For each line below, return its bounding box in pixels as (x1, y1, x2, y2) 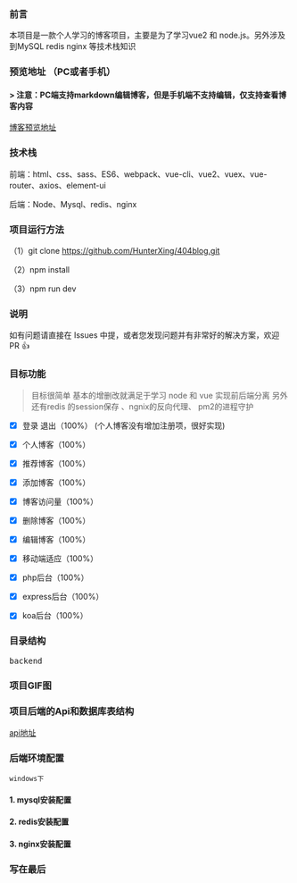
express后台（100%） (21, 592, 104, 602)
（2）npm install (9, 265, 70, 275)
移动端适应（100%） (21, 553, 98, 564)
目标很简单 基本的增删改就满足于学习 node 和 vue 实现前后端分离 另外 (30, 390, 288, 400)
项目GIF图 (9, 679, 52, 692)
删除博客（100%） (21, 515, 91, 526)
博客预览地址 (9, 122, 56, 133)
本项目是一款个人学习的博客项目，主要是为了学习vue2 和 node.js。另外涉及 (9, 29, 285, 41)
